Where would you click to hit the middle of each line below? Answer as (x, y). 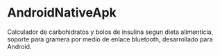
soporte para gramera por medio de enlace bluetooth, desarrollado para (110, 39)
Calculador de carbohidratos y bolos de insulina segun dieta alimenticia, (110, 32)
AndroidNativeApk (62, 13)
